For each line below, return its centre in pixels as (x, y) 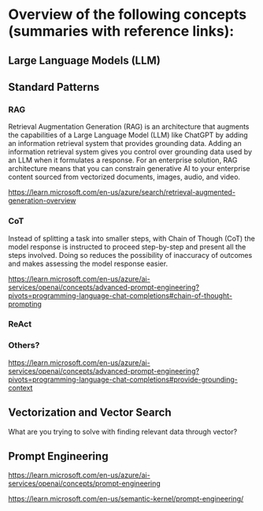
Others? (24, 345)
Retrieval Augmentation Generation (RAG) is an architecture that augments (129, 127)
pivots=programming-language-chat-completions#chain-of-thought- (120, 295)
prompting (25, 304)
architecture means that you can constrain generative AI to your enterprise (129, 169)
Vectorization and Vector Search (90, 413)
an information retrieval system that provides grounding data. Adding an (125, 144)
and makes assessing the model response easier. (88, 263)
